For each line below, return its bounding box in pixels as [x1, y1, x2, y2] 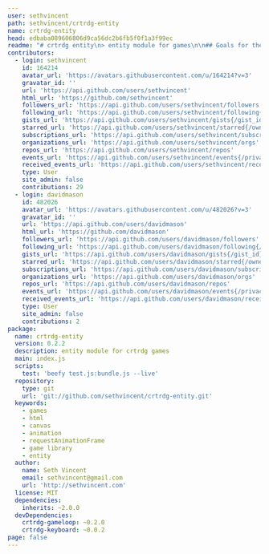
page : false [7, 534, 47, 542]
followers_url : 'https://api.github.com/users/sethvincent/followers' [22, 101, 263, 109]
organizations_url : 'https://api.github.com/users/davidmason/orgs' [22, 273, 256, 281]
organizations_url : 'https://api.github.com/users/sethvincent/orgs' [22, 138, 260, 147]
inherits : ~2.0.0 [22, 503, 80, 512]
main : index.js [14, 354, 66, 363]
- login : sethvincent [14, 57, 88, 65]
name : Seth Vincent [22, 467, 88, 475]
